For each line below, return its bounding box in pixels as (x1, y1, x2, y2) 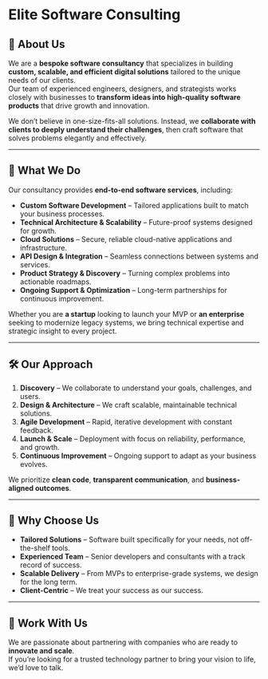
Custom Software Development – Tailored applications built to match (19, 200, 249, 210)
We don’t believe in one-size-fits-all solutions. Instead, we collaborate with (8, 116, 256, 125)
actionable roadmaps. (19, 277, 92, 286)
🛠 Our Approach (8, 357, 93, 372)
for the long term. (19, 577, 78, 587)
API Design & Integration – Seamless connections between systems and (19, 251, 259, 261)
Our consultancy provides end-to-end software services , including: (8, 185, 233, 195)
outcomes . (34, 483, 72, 492)
